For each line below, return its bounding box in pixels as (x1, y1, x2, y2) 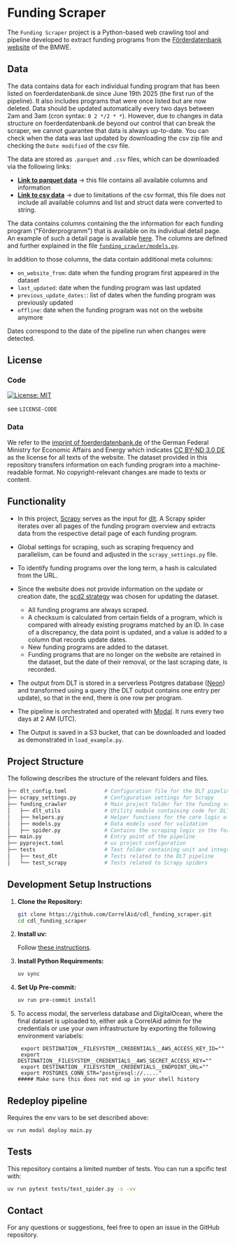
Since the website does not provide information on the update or (17, 584, 204, 593)
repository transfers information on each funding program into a (7, 460, 192, 469)
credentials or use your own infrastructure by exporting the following (17, 1024, 216, 1033)
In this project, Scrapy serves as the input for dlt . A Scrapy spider (17, 514, 206, 523)
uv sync (17, 970, 40, 977)
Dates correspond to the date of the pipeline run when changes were (7, 327, 206, 335)
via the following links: (7, 162, 71, 171)
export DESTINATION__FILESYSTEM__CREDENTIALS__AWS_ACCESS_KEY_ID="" (20, 1045, 225, 1052)
